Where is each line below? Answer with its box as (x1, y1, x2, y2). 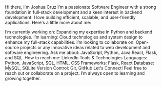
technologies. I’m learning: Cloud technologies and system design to (5, 34, 143, 40)
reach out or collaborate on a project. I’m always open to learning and (5, 70, 145, 76)
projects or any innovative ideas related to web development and (20, 45, 150, 50)
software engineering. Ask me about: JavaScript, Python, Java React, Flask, (5, 50, 158, 55)
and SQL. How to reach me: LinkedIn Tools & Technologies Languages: (5, 55, 148, 60)
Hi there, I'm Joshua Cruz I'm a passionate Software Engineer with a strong (5, 4, 156, 10)
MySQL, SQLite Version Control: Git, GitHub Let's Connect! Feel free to (5, 65, 147, 71)
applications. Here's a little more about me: (5, 19, 91, 25)
